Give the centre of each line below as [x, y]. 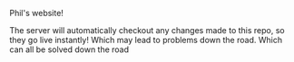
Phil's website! [36, 13]
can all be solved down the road [69, 49]
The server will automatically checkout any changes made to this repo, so [147, 30]
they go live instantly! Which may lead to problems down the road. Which [146, 40]
